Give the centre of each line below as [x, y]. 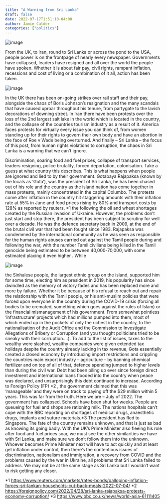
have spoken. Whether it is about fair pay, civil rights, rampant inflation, [78, 68]
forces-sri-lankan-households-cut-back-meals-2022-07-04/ [68, 486]
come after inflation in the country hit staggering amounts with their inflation [83, 198]
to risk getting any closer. [31, 471]
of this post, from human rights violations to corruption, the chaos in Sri [79, 145]
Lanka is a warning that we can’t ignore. [46, 151]
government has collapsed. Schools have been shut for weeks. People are [82, 402]
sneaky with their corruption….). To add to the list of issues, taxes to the [79, 339]
